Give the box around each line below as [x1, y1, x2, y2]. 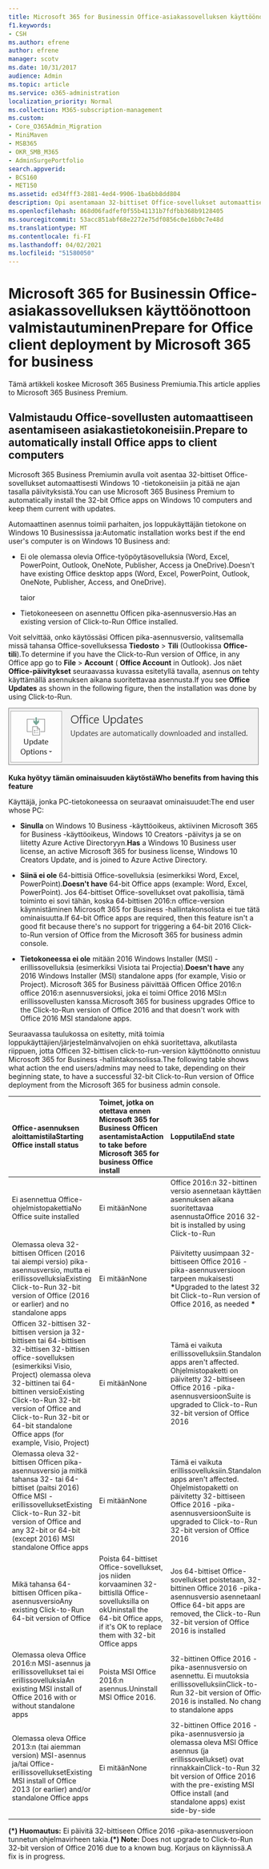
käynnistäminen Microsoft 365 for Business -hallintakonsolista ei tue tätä [19, 904, 260, 914]
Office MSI [11, 1491, 47, 1501]
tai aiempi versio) [11, 1257, 69, 1266]
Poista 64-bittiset [98, 1554, 158, 1563]
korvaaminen [98, 1579, 143, 1589]
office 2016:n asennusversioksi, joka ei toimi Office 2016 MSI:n [19, 988, 227, 997]
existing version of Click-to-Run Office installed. [19, 616, 179, 626]
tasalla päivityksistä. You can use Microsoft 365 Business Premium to [8, 487, 235, 496]
